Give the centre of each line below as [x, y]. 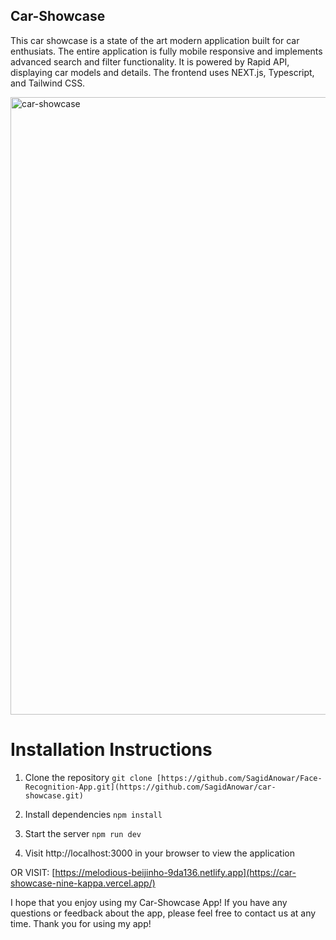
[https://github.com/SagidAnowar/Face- [239, 778]
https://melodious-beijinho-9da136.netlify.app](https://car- [175, 872]
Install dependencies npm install [93, 814]
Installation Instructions [111, 750]
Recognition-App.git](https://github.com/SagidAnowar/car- [150, 787]
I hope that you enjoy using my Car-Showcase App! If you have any [149, 902]
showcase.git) [54, 795]
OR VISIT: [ [33, 872]
